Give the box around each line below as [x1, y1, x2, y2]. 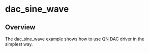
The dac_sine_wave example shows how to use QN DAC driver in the [5, 36, 145, 42]
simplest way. [5, 41, 33, 47]
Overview [5, 23, 36, 31]
